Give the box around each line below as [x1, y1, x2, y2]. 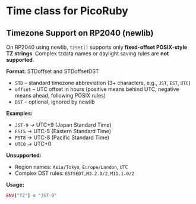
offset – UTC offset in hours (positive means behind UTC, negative [14, 86, 179, 93]
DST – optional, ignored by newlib [14, 98, 95, 105]
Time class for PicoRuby [6, 4, 129, 18]
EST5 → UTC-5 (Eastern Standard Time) [14, 128, 112, 134]
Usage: [6, 181, 25, 188]
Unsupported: [6, 152, 42, 159]
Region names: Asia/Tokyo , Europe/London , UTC [14, 164, 128, 170]
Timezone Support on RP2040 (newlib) [6, 28, 154, 38]
